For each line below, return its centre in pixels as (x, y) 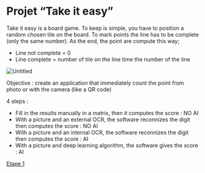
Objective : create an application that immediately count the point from (95, 83)
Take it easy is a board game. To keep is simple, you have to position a (95, 28)
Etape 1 (16, 163)
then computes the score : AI (52, 139)
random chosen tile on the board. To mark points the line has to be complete (102, 34)
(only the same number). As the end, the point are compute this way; (93, 41)
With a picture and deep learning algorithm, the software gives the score (106, 145)
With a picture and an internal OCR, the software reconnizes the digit (102, 132)
